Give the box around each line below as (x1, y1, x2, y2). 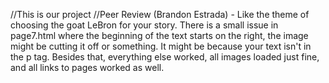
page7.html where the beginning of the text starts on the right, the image (10, 30, 309, 41)
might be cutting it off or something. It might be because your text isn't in (10, 40, 312, 52)
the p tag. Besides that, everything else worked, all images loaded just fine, (10, 51, 320, 63)
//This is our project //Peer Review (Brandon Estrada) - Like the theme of (10, 9, 310, 20)
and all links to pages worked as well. (10, 62, 165, 73)
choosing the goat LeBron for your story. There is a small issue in (10, 19, 279, 31)
